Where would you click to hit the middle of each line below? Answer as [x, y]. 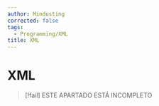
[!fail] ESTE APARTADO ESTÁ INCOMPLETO [88, 95]
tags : [15, 27]
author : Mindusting [36, 14]
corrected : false [33, 21]
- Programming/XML [41, 34]
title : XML [23, 41]
